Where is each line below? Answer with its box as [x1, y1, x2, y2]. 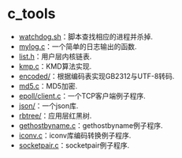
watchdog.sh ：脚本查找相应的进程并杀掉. [18, 32, 154, 41]
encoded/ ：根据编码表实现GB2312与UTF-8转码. [18, 71, 175, 81]
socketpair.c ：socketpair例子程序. [18, 140, 130, 150]
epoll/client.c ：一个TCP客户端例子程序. [18, 91, 147, 100]
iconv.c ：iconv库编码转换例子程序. [18, 130, 132, 140]
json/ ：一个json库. [18, 100, 79, 111]
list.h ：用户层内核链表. [18, 51, 92, 61]
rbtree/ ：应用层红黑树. [18, 111, 92, 120]
